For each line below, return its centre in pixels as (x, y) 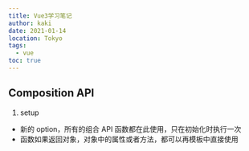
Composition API (51, 93)
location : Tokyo (35, 38)
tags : (17, 46)
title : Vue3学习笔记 (40, 16)
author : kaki (30, 23)
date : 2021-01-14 (37, 31)
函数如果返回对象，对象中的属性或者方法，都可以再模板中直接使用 (129, 139)
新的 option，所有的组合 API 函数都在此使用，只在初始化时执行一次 (131, 129)
